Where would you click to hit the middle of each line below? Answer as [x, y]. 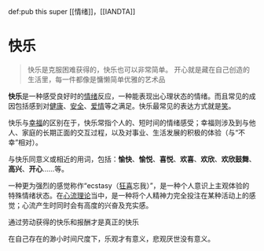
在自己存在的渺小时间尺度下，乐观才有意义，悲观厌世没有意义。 [111, 238]
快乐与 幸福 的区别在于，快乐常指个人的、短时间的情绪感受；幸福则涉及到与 [128, 122]
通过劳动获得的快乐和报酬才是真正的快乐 [73, 222]
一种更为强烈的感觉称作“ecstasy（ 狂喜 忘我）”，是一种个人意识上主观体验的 [129, 185]
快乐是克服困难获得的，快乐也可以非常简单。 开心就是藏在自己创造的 [138, 69]
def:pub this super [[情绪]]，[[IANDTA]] [72, 11]
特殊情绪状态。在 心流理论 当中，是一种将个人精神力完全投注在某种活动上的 [128, 195]
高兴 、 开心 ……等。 [38, 168]
